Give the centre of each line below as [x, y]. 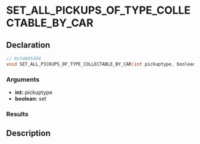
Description [28, 134]
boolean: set [30, 99]
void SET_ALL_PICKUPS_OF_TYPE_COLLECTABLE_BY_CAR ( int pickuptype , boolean [101, 64]
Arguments [23, 79]
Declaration [28, 45]
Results [17, 114]
